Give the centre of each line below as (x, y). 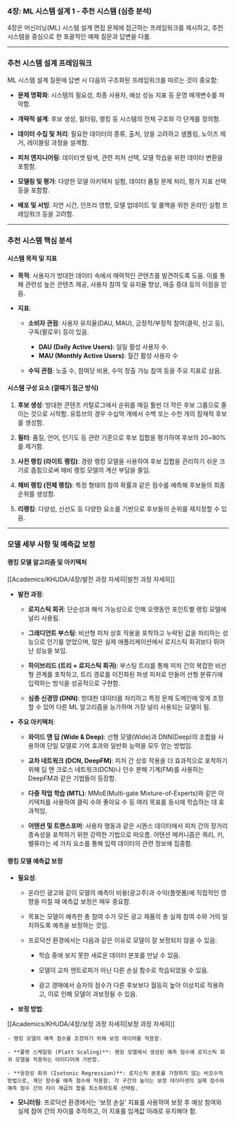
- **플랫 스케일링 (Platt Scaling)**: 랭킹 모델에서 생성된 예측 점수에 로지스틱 (112, 1052)
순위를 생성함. (37, 494)
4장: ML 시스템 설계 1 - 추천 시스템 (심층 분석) (80, 11)
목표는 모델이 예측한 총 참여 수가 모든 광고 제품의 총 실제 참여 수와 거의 (124, 916)
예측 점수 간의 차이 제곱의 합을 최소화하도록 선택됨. (73, 1089)
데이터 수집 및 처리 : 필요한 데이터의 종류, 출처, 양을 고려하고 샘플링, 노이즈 (118, 133)
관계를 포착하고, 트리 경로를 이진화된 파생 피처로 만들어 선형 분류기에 (129, 675)
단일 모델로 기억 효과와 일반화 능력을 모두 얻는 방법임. (120, 746)
